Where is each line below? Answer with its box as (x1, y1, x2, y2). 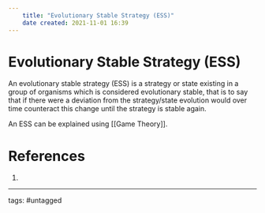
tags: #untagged (8, 196, 62, 205)
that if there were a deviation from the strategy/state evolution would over (8, 95, 248, 105)
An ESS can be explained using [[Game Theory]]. (8, 119, 168, 129)
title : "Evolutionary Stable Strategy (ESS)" (22, 11, 175, 20)
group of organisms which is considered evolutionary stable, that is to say (8, 88, 248, 97)
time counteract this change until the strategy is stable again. (8, 104, 207, 114)
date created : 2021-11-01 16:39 (22, 19, 129, 27)
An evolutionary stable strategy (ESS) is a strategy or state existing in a (8, 79, 239, 88)
